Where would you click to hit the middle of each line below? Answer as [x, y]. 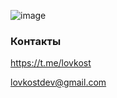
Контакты [36, 41]
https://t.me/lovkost [51, 63]
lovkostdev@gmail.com [58, 82]
